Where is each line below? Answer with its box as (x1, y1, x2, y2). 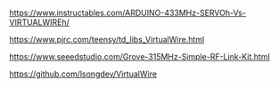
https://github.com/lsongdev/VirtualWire (9, 68, 158, 79)
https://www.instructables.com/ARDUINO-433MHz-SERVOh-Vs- (9, 8, 247, 18)
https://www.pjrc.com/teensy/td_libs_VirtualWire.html (9, 35, 205, 44)
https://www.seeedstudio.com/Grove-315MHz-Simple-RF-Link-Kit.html (9, 52, 270, 61)
